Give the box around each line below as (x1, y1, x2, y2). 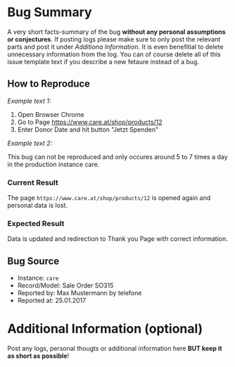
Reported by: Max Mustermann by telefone (17, 289, 142, 297)
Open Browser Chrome (17, 110, 84, 118)
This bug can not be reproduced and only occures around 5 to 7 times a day (7, 152, 228, 161)
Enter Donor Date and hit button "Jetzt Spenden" (17, 125, 159, 134)
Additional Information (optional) (7, 321, 203, 337)
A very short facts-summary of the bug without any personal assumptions (7, 27, 227, 36)
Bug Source (7, 255, 60, 267)
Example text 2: (7, 139, 53, 147)
